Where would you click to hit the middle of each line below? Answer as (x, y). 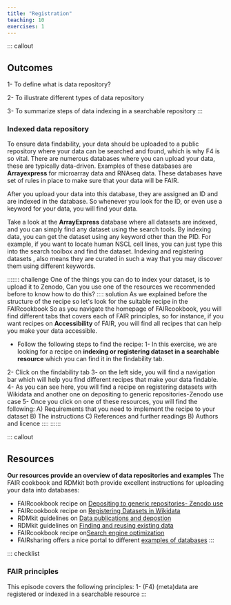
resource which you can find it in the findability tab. (90, 359)
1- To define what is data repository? (59, 84)
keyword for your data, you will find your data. (72, 209)
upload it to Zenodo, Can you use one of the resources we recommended (111, 287)
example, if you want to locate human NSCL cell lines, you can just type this (115, 244)
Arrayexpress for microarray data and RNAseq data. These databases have (115, 173)
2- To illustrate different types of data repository (76, 98)
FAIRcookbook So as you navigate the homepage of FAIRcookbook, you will (114, 309)
